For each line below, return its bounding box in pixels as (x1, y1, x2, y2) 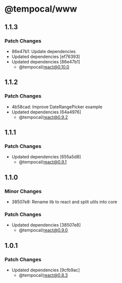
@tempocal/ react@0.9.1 (18, 159, 67, 165)
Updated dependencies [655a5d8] (11, 154, 81, 160)
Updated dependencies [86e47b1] (11, 58, 81, 64)
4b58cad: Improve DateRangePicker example (11, 104, 103, 110)
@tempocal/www (4, 3, 77, 15)
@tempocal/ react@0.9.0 (18, 227, 68, 233)
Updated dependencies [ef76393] (11, 54, 80, 59)
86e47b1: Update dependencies (11, 48, 76, 54)
